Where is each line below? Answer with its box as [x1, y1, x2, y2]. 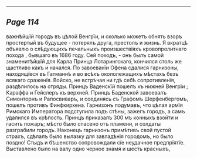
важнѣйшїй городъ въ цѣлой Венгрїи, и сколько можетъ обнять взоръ [6, 33, 183, 40]
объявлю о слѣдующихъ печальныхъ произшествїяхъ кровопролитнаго [6, 45, 187, 52]
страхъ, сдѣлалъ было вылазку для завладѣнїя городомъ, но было [6, 133, 174, 140]
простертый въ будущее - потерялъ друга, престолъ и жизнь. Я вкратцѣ [6, 39, 188, 46]
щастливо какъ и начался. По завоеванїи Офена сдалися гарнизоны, [6, 64, 179, 71]
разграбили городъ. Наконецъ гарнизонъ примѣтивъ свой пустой [6, 126, 171, 133]
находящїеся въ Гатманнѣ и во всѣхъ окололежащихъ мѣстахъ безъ [6, 70, 179, 77]
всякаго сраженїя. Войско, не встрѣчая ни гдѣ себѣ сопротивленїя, [6, 76, 176, 83]
